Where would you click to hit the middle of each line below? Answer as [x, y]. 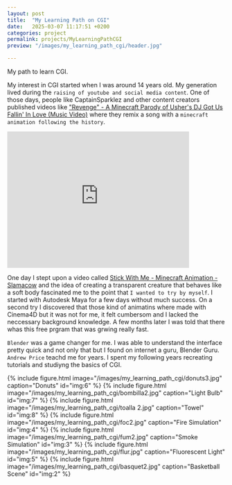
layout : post [26, 14]
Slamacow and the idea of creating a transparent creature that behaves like [115, 285]
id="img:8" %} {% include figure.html [61, 415]
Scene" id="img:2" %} [39, 474]
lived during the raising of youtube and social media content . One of [108, 92]
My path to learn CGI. [38, 71]
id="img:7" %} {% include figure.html [60, 400]
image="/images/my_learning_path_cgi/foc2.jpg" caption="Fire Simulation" [114, 422]
